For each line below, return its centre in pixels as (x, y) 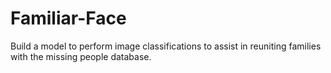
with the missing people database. (81, 56)
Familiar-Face (68, 18)
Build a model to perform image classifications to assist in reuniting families (166, 46)
